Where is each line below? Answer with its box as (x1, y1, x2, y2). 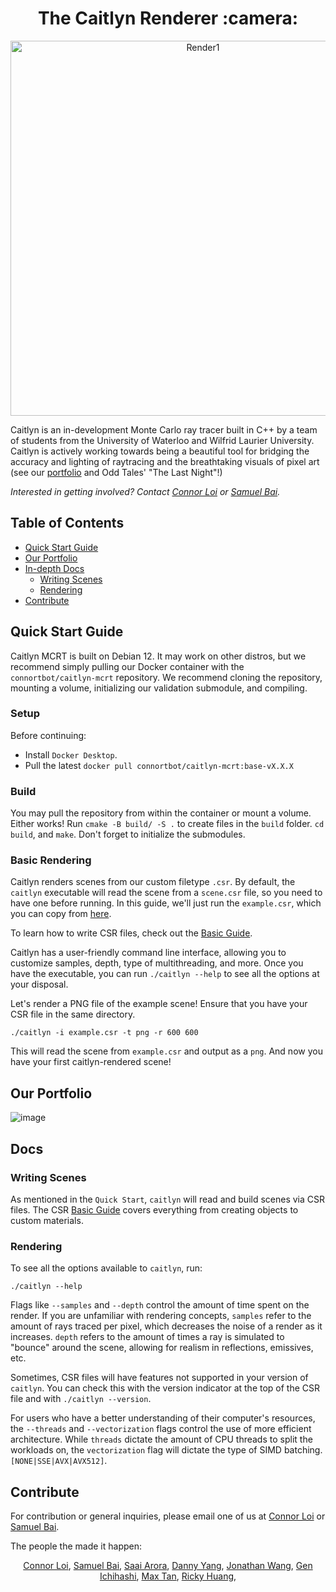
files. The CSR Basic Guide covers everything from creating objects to (10, 1203, 299, 1216)
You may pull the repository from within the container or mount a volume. (10, 807, 312, 819)
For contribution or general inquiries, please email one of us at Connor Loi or (10, 1510, 326, 1522)
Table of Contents (10, 515, 125, 532)
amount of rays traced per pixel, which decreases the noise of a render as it (10, 1320, 323, 1332)
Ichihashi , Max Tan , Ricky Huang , (99, 1570, 237, 1582)
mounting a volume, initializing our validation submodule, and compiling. (10, 682, 308, 694)
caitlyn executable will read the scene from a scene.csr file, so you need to (10, 887, 323, 899)
